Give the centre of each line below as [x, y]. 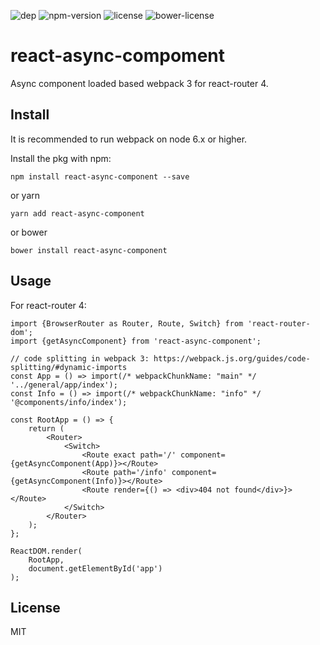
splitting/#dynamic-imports [69, 367]
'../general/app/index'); [64, 385]
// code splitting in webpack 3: [80, 358]
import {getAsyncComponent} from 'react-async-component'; [136, 341]
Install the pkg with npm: [61, 158]
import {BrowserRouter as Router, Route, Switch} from [127, 323]
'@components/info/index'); [69, 402]
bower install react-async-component [89, 250]
